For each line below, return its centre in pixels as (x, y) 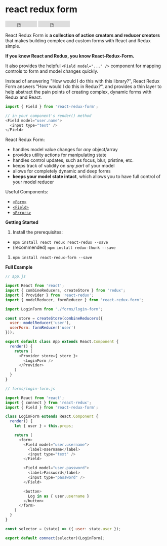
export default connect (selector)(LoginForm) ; (55, 538)
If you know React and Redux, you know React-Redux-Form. (70, 56)
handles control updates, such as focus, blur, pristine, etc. (73, 160)
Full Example (19, 267)
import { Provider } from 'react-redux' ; (50, 295)
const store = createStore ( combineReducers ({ (54, 318)
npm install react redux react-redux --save (60, 243)
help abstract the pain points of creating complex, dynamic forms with (78, 92)
